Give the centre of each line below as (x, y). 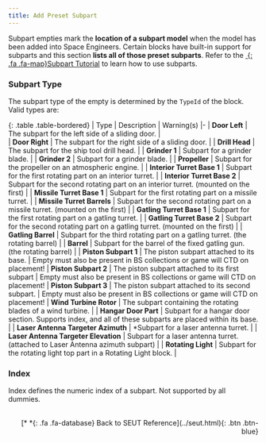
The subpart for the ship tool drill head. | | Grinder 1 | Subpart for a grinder (130, 150)
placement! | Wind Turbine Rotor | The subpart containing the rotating (123, 302)
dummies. (25, 399)
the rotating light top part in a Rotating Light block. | (93, 352)
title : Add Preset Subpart (53, 15)
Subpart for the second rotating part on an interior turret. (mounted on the (129, 184)
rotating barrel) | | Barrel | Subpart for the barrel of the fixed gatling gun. (126, 243)
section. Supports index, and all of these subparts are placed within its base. (133, 319)
